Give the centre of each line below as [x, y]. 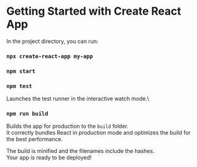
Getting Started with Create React [94, 11]
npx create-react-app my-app [50, 56]
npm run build [27, 113]
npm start [21, 71]
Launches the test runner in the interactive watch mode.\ [78, 98]
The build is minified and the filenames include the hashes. [80, 151]
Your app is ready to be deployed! [49, 158]
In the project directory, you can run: [52, 41]
